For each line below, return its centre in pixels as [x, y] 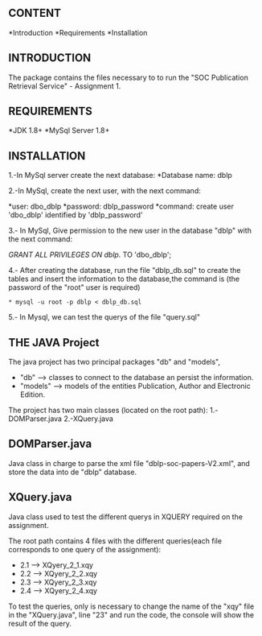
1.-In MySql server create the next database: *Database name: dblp [121, 176]
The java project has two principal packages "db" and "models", [115, 362]
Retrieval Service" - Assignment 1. [65, 86]
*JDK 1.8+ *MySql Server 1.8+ [59, 130]
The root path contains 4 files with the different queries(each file [115, 541]
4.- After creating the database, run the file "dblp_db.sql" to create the [125, 271]
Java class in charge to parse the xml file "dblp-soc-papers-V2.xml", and [129, 463]
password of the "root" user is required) [74, 287]
